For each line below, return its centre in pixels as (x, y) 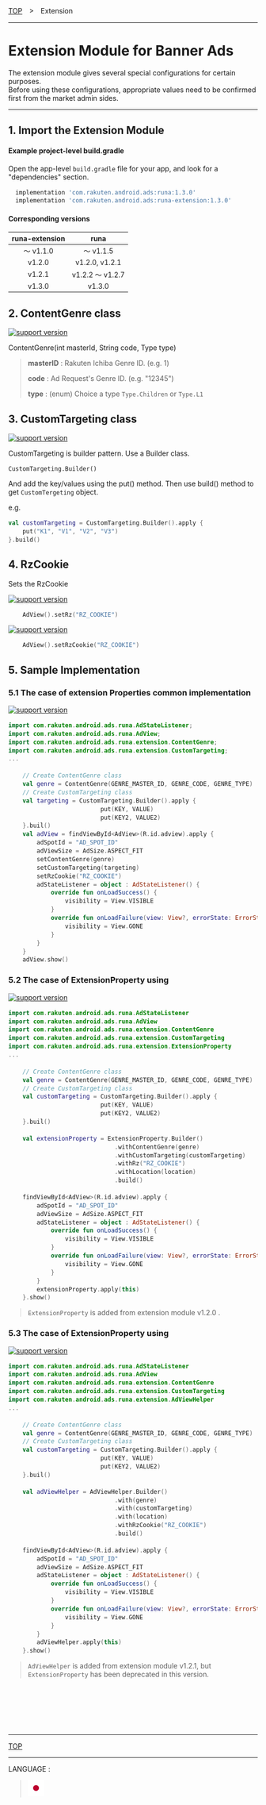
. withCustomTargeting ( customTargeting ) (180, 1155)
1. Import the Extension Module (86, 131)
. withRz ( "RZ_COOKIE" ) (150, 1164)
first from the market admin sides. (63, 98)
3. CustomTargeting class (72, 419)
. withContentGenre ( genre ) (157, 1147)
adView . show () (46, 960)
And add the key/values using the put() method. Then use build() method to (131, 484)
